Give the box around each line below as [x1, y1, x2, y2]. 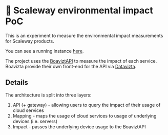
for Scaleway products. [5, 38, 55, 44]
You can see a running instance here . [5, 48, 84, 54]
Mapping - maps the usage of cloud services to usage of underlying [12, 112, 157, 119]
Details [5, 78, 28, 87]
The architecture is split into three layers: [5, 92, 92, 98]
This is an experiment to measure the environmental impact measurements [5, 32, 163, 38]
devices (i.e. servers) [12, 118, 58, 124]
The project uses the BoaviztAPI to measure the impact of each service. [5, 57, 157, 64]
